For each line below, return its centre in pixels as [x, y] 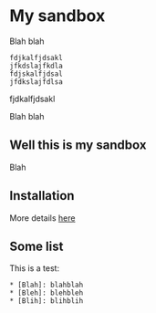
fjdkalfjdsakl [32, 99]
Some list [36, 246]
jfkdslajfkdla [36, 66]
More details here [42, 218]
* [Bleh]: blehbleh [47, 293]
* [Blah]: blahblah [47, 285]
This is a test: [35, 268]
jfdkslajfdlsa [36, 82]
